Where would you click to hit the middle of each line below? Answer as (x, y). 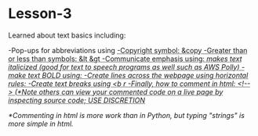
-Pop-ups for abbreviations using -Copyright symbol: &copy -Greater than (128, 50)
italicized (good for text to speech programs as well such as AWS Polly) (124, 66)
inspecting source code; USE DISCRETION (77, 100)
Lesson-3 (40, 14)
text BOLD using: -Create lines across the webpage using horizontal (138, 75)
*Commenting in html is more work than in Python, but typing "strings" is (127, 115)
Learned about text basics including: (67, 35)
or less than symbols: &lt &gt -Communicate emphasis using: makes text (125, 59)
